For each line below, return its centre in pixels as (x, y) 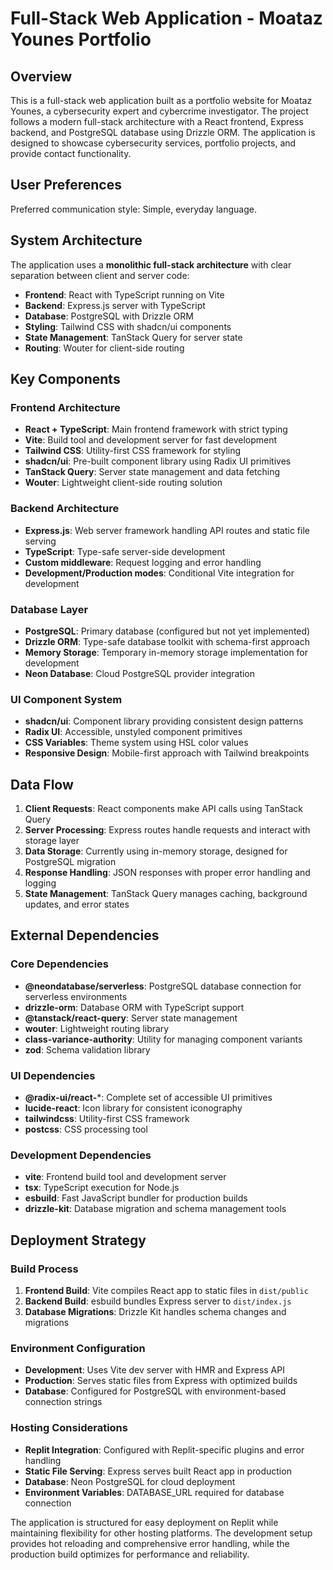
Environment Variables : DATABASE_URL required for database (154, 1492)
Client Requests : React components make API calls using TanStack (163, 809)
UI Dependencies (53, 1075)
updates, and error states (77, 904)
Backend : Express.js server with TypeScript (115, 305)
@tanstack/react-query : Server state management (131, 1018)
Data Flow (42, 784)
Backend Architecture (65, 509)
